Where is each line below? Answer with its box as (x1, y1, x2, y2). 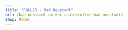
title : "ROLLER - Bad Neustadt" (5, 7, 73, 13)
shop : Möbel (5, 17, 30, 22)
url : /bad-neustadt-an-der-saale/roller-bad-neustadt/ (5, 12, 123, 17)
